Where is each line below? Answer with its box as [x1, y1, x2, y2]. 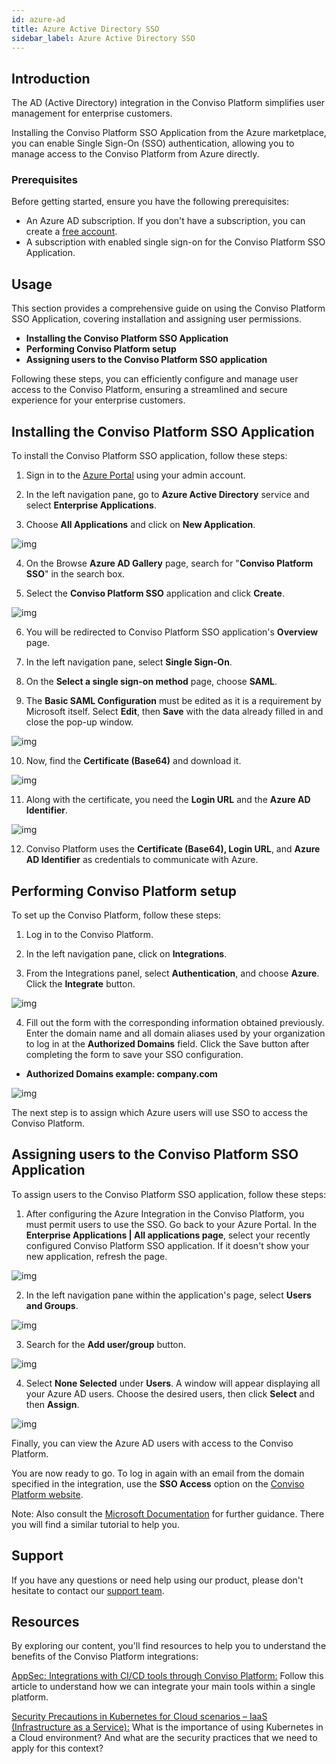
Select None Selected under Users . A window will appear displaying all [25, 1377, 321, 1389]
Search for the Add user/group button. [25, 1338, 187, 1350]
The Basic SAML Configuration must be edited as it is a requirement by [25, 695, 322, 707]
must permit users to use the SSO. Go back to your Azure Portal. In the [25, 1218, 318, 1230]
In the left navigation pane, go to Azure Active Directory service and [25, 489, 310, 501]
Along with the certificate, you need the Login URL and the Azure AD [25, 794, 311, 806]
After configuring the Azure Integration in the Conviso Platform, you [25, 1207, 305, 1220]
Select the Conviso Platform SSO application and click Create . [25, 587, 285, 600]
